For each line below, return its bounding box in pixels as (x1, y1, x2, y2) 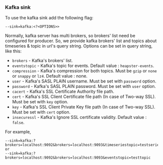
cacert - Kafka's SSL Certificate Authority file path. (12, 89, 114, 95)
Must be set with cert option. (12, 109, 71, 115)
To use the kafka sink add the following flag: (5, 15, 94, 21)
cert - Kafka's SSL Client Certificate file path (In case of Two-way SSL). (12, 94, 156, 99)
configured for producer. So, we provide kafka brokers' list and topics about (5, 38, 157, 44)
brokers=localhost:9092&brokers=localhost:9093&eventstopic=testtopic (5, 155, 151, 160)
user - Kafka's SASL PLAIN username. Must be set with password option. (12, 78, 157, 84)
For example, (5, 129, 32, 135)
